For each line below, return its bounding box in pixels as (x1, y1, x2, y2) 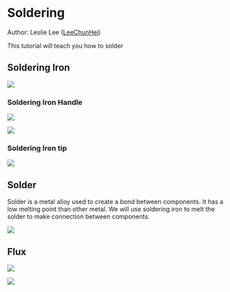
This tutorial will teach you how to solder (7, 41, 124, 50)
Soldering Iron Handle (7, 97, 83, 107)
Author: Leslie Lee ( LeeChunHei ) (7, 28, 101, 36)
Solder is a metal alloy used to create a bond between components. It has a (7, 198, 224, 206)
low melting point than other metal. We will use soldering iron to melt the (7, 205, 215, 214)
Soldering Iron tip (7, 143, 68, 153)
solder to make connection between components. (7, 212, 150, 221)
